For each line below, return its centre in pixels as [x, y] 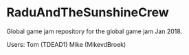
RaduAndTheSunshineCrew [88, 13]
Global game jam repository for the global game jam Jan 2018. [94, 31]
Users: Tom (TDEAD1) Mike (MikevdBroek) [66, 44]
